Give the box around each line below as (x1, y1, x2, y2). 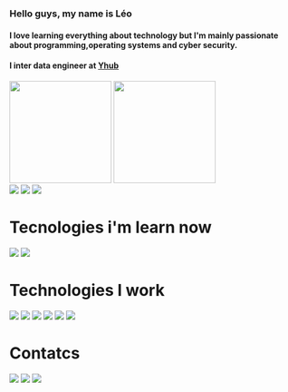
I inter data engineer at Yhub (9, 60, 120, 71)
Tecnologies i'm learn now (9, 217, 213, 238)
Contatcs (9, 343, 81, 363)
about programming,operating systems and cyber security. (9, 39, 238, 50)
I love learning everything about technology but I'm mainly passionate (9, 30, 279, 41)
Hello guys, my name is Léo (9, 7, 133, 20)
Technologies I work (9, 279, 165, 300)
